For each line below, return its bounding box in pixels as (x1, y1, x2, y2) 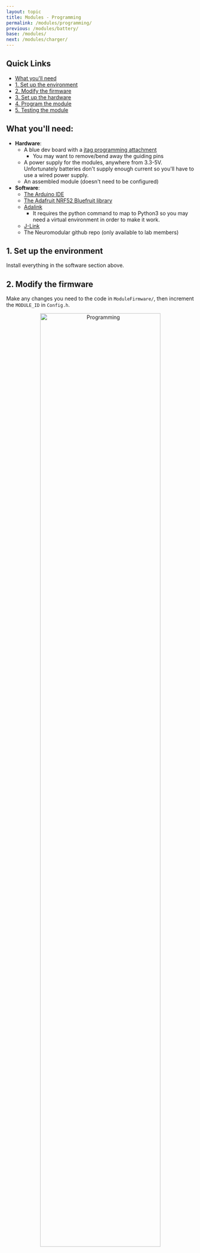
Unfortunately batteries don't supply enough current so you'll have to (23, 165, 194, 172)
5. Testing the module (14, 106, 69, 114)
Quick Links (6, 59, 51, 69)
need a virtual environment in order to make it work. (32, 216, 160, 223)
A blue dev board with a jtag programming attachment (23, 146, 157, 153)
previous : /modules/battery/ (6, 25, 79, 32)
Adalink (23, 203, 43, 210)
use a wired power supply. (23, 171, 89, 178)
